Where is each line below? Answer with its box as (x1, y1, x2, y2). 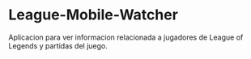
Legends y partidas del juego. (8, 40, 108, 50)
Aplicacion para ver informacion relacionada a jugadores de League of (8, 32, 244, 42)
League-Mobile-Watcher (8, 6, 178, 24)
